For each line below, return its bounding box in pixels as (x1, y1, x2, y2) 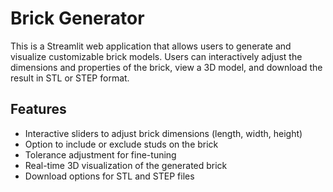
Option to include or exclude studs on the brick (24, 138, 219, 150)
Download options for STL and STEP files (24, 170, 195, 182)
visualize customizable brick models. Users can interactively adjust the (10, 50, 303, 62)
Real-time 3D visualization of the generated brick (24, 159, 228, 171)
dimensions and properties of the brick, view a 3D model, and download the (10, 61, 323, 73)
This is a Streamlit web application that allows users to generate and (10, 40, 292, 52)
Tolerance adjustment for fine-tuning (24, 148, 177, 161)
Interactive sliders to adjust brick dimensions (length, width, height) (24, 127, 303, 139)
